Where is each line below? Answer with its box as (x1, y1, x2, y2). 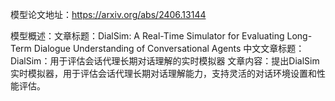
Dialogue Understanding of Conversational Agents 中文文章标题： (33, 43, 305, 54)
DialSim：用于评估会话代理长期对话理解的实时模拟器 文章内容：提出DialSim (10, 55, 320, 67)
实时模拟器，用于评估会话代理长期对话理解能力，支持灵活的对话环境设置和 (10, 68, 317, 79)
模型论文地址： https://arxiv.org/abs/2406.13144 (10, 9, 207, 20)
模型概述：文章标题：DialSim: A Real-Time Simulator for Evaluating (10, 30, 285, 42)
